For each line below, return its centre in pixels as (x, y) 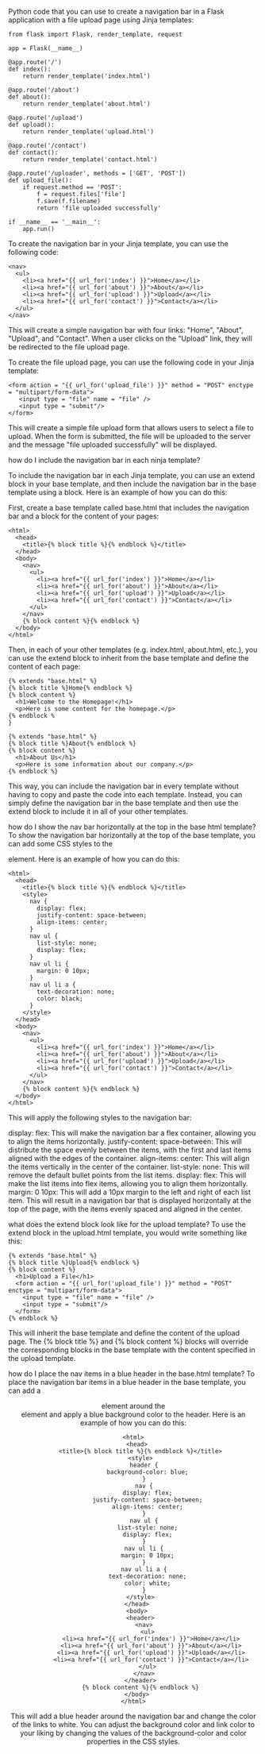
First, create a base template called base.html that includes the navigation (129, 508)
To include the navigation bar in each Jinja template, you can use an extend (132, 475)
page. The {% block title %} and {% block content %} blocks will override (128, 1342)
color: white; (148, 1583)
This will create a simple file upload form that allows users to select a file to (131, 428)
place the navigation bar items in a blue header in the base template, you (127, 1382)
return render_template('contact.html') (90, 160)
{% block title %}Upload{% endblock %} (74, 1262)
